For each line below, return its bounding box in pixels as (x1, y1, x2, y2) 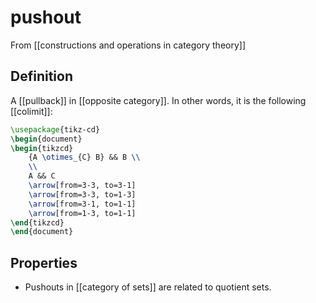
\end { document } (10, 227, 74, 237)
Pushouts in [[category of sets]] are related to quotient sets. (24, 281, 272, 293)
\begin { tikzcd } (10, 143, 74, 153)
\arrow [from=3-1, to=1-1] (28, 199, 137, 209)
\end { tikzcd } (10, 217, 65, 228)
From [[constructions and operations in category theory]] (10, 39, 247, 51)
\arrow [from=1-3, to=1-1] (28, 208, 137, 218)
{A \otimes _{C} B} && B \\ (28, 152, 141, 163)
